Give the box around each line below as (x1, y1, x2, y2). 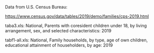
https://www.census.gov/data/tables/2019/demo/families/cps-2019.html (5, 13, 149, 19)
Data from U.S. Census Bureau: (5, 4, 68, 10)
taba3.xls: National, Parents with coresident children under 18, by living (5, 23, 147, 28)
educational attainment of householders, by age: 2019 (5, 42, 113, 48)
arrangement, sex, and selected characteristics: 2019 (5, 28, 112, 33)
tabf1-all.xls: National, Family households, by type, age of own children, (5, 37, 148, 43)
